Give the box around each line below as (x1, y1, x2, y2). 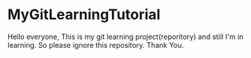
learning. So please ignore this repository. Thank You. (7, 40, 185, 49)
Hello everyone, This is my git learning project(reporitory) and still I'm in (7, 32, 244, 41)
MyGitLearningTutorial (7, 6, 161, 24)
